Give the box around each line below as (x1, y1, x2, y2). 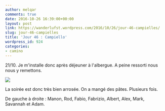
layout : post (5, 21, 32, 26)
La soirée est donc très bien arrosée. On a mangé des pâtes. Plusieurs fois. (5, 86, 158, 92)
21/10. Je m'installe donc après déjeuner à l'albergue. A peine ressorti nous (5, 62, 158, 68)
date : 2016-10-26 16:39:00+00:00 (5, 16, 74, 21)
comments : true (5, 12, 37, 17)
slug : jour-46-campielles (5, 30, 58, 35)
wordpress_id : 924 (5, 39, 43, 44)
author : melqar (5, 7, 37, 12)
